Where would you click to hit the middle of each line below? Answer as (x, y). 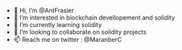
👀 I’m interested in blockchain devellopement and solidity (94, 18)
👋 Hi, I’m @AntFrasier (44, 10)
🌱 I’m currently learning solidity (58, 25)
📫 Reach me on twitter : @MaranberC (68, 40)
